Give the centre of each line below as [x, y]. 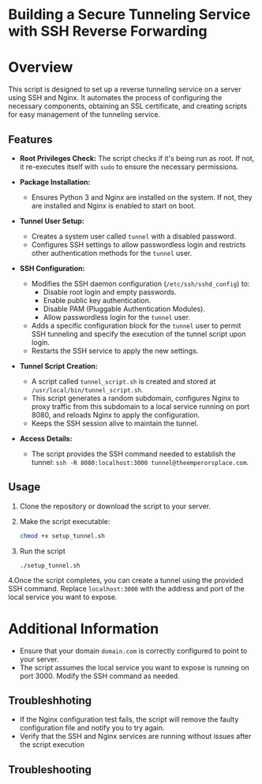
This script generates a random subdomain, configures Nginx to [135, 398]
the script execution [52, 745]
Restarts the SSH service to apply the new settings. [115, 351]
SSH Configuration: [52, 268]
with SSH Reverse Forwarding [108, 31]
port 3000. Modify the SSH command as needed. [99, 676]
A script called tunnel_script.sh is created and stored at [124, 381]
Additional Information [84, 628]
